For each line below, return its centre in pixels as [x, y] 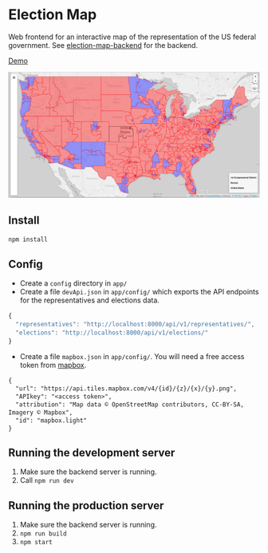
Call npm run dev [47, 480]
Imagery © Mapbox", [41, 413]
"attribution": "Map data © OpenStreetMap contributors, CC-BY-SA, [130, 405]
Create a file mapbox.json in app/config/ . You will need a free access [132, 356]
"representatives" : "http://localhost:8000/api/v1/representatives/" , [135, 324]
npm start [36, 543]
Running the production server [86, 506]
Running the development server [92, 452]
